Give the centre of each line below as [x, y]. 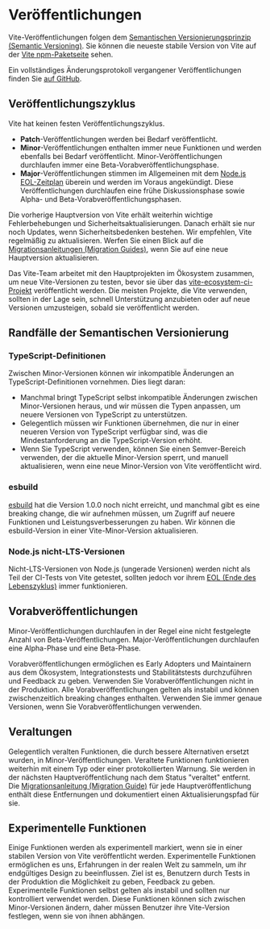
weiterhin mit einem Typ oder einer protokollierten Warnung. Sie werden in [132, 768]
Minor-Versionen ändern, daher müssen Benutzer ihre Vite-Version [119, 908]
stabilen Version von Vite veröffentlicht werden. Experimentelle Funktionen [132, 856]
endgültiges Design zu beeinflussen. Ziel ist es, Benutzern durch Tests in [129, 873]
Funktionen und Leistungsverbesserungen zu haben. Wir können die [122, 521]
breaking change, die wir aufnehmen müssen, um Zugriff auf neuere [122, 513]
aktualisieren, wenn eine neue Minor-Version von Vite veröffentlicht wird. [141, 467]
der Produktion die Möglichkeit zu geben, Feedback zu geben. [112, 882]
